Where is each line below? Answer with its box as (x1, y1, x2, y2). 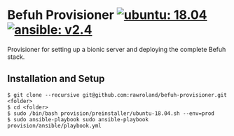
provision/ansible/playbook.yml (7, 122, 102, 129)
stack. (7, 53, 25, 61)
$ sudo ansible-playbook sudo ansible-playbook (7, 116, 149, 123)
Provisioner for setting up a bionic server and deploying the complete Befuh (7, 45, 226, 53)
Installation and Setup (7, 73, 105, 85)
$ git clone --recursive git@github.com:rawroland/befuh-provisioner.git (7, 91, 228, 98)
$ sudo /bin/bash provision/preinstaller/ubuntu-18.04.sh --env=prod (7, 109, 215, 117)
